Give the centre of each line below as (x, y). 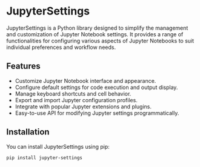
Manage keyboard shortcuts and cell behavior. (73, 93)
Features (23, 66)
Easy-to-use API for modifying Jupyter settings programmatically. (97, 113)
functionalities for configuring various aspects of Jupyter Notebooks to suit (100, 41)
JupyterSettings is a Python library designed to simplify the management (97, 28)
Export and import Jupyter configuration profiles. (76, 100)
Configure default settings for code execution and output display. (96, 87)
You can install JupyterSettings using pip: (58, 146)
